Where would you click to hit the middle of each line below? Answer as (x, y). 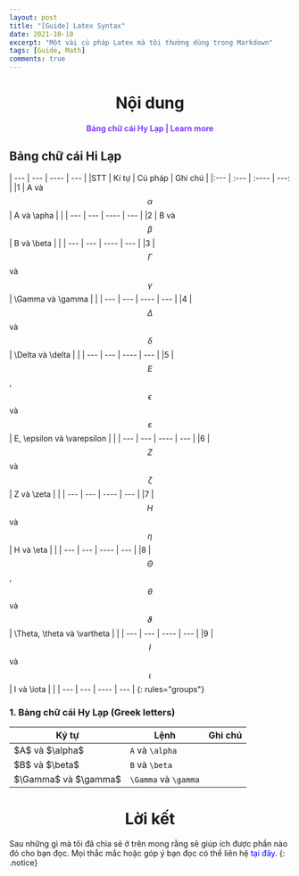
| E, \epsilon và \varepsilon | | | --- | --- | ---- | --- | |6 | (110, 438)
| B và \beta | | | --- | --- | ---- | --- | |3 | (83, 243)
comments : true (37, 59)
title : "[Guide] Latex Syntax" (67, 26)
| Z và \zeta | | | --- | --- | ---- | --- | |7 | (82, 494)
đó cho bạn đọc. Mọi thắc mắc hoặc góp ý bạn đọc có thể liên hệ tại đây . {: (147, 853)
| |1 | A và (26, 187)
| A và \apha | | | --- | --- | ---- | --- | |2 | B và (92, 215)
